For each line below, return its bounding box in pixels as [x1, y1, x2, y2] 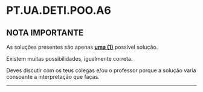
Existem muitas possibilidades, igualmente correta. [6, 55, 133, 62]
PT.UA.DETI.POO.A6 [6, 4, 112, 17]
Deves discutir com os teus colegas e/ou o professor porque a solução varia [6, 67, 196, 74]
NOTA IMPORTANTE [6, 28, 83, 38]
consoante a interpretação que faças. [6, 73, 100, 80]
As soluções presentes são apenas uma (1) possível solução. [6, 43, 158, 51]
